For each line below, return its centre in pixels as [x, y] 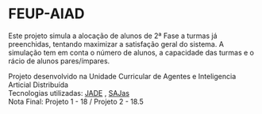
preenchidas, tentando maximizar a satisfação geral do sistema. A [116, 44]
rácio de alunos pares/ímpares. [59, 61]
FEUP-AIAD [46, 14]
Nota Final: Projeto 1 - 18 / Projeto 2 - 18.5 [76, 101]
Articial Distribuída [39, 85]
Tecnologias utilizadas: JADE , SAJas [69, 93]
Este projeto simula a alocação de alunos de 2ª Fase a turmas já [113, 36]
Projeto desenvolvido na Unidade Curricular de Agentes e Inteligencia [122, 76]
